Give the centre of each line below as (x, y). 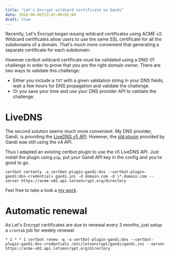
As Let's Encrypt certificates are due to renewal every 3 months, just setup (84, 225)
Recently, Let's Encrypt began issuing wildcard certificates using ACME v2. (84, 34)
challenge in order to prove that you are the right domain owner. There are (83, 65)
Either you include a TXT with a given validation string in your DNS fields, (88, 81)
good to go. (17, 163)
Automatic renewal (46, 211)
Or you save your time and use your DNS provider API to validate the (84, 91)
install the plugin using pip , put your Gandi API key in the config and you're (84, 157)
